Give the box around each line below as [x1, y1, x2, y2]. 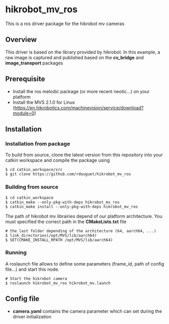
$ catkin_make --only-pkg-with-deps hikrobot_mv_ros [5, 200, 120, 205]
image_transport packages [5, 60, 63, 66]
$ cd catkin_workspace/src [5, 167, 63, 172]
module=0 [12, 110, 35, 116]
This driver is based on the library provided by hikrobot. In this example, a [5, 49, 160, 55]
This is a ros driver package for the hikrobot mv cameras [5, 20, 125, 27]
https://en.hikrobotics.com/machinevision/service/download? [14, 104, 144, 111]
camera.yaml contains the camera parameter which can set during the [12, 308, 162, 314]
